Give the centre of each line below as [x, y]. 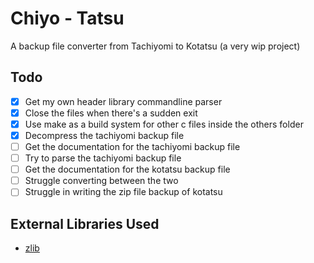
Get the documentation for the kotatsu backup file [127, 169]
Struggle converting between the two [101, 181]
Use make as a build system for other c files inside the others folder [164, 124]
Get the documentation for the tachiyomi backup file [132, 146]
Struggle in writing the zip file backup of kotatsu [123, 192]
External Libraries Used [85, 223]
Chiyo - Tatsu [67, 18]
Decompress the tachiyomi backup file [104, 135]
